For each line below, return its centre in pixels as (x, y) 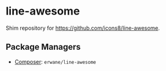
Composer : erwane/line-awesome (55, 61)
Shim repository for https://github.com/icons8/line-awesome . (83, 28)
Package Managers (43, 47)
